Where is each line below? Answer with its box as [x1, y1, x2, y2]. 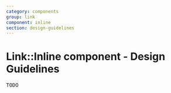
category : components [6, 8, 59, 15]
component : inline [6, 19, 51, 25]
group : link [6, 14, 35, 20]
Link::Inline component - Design [6, 50, 166, 63]
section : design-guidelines [6, 25, 75, 31]
